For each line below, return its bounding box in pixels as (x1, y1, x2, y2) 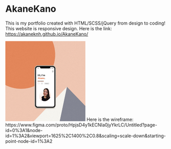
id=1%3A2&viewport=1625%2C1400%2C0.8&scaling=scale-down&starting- (5, 133, 166, 139)
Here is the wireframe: (86, 116, 134, 122)
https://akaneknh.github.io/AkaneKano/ (5, 31, 89, 37)
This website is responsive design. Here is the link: (5, 25, 112, 31)
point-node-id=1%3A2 (5, 138, 53, 144)
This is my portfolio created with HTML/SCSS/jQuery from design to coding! (5, 20, 165, 26)
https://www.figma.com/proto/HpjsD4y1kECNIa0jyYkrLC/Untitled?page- (5, 121, 158, 128)
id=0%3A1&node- (5, 127, 43, 133)
